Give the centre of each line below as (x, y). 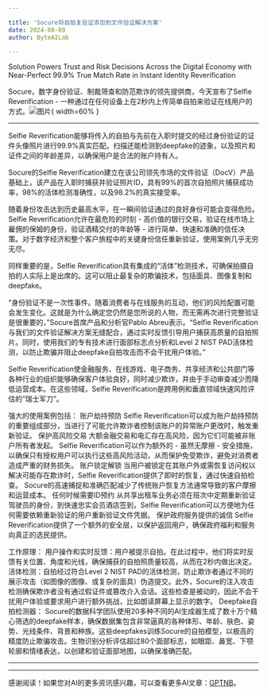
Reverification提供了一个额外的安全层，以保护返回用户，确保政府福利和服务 (132, 525)
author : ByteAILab (39, 37)
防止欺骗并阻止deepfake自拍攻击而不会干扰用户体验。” (117, 352)
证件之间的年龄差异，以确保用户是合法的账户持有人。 (95, 156)
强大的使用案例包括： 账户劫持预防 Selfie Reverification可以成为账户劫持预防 (133, 416)
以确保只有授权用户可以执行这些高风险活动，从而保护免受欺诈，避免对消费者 (133, 456)
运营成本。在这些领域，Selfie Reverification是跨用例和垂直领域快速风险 (131, 389)
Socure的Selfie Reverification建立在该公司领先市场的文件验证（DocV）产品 (131, 172)
